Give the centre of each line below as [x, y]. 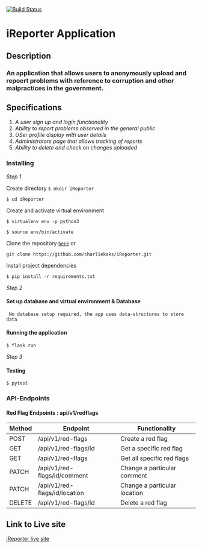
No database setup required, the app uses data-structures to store [96, 314]
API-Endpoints [28, 398]
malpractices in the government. [55, 88]
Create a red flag [144, 439]
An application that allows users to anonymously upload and [96, 73]
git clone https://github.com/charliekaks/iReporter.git [79, 254]
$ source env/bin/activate [40, 232]
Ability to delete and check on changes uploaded [76, 148]
